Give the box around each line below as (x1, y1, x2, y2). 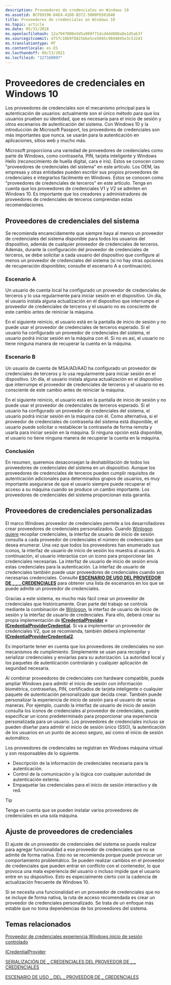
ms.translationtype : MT (5, 41, 56, 46)
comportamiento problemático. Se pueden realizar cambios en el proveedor (5, 857, 165, 863)
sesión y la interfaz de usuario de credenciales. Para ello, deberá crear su (5, 611, 160, 618)
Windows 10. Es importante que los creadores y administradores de (5, 191, 147, 197)
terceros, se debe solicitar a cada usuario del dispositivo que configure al (5, 252, 160, 258)
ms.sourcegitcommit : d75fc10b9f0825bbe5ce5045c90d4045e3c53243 (5, 36, 143, 41)
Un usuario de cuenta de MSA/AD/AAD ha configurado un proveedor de (5, 365, 157, 371)
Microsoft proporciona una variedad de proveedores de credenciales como (5, 147, 163, 154)
